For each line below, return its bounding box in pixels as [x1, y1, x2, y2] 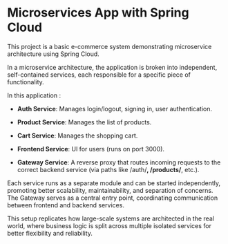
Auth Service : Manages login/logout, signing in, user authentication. [17, 104, 213, 113]
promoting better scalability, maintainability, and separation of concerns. [7, 186, 213, 194]
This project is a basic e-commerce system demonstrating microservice [7, 42, 212, 50]
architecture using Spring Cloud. [7, 50, 100, 58]
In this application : [7, 91, 61, 100]
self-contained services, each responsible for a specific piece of [7, 71, 191, 79]
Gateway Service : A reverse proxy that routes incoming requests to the [17, 158, 221, 167]
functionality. [7, 77, 45, 86]
